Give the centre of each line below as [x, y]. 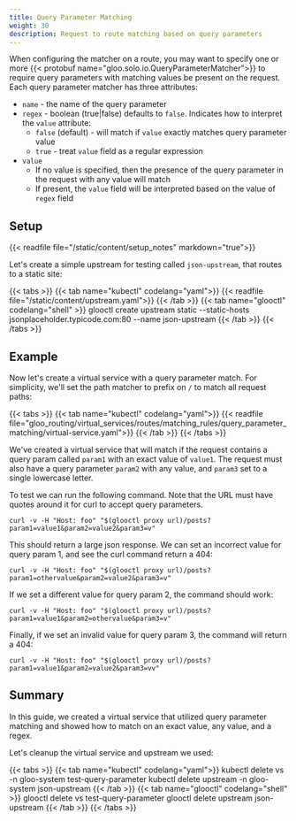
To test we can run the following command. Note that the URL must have [141, 495]
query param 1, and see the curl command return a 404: [111, 554]
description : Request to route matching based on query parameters [136, 34]
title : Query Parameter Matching [71, 17]
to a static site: [36, 274]
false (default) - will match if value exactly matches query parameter [161, 133]
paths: [21, 396]
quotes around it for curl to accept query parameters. [106, 504]
